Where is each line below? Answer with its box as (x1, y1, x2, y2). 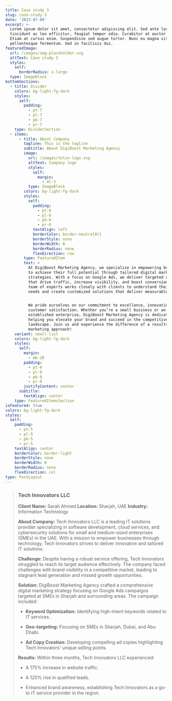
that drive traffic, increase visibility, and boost (28, 279, 143, 285)
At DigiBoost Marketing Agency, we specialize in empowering (28, 265, 161, 270)
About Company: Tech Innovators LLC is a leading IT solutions (17, 518, 151, 524)
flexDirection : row (32, 251, 74, 256)
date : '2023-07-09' (5, 17, 47, 22)
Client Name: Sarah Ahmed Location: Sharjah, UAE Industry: (17, 503, 148, 509)
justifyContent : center (24, 384, 74, 389)
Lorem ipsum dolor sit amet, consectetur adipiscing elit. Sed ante (10, 27, 159, 32)
